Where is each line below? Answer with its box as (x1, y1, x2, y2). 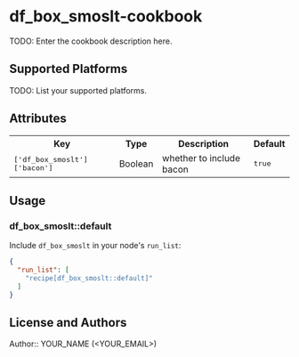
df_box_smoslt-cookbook (9, 6, 203, 27)
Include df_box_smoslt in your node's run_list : (9, 240, 182, 251)
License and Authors (9, 315, 127, 330)
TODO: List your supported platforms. (9, 85, 148, 95)
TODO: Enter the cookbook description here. (9, 36, 173, 46)
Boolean (118, 158, 154, 170)
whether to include (161, 151, 240, 164)
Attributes (9, 111, 67, 126)
